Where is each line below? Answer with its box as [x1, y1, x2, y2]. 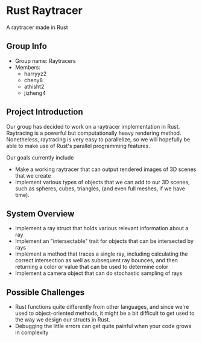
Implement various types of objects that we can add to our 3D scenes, [14, 178, 190, 186]
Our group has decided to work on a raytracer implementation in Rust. [6, 123, 180, 130]
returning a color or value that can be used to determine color [14, 263, 169, 271]
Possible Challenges [6, 287, 85, 297]
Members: [14, 63, 41, 71]
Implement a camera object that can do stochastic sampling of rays [14, 269, 183, 277]
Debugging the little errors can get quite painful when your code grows [14, 323, 192, 330]
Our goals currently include [6, 153, 74, 161]
